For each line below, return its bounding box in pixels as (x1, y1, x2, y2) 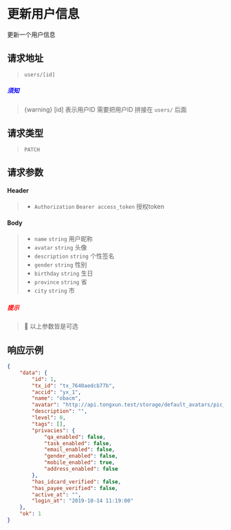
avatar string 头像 (34, 243, 87, 252)
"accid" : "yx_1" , (32, 389, 81, 396)
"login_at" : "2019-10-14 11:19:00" (32, 498, 134, 504)
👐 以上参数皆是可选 (23, 322, 78, 331)
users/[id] (23, 71, 56, 78)
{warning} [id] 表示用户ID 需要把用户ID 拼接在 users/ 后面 (23, 105, 187, 114)
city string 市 (34, 287, 76, 295)
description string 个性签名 (34, 252, 115, 261)
